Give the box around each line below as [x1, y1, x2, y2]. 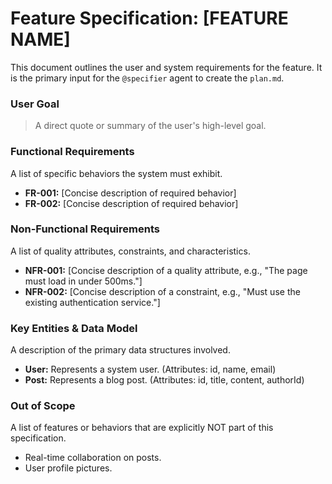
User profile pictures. [24, 462, 113, 474]
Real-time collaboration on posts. [24, 452, 162, 464]
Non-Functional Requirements [10, 222, 160, 236]
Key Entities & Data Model [10, 321, 138, 335]
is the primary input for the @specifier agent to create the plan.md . [10, 72, 285, 84]
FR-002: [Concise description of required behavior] [24, 197, 239, 209]
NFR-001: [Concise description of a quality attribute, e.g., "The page [24, 264, 308, 276]
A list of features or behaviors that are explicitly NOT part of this [10, 422, 274, 434]
